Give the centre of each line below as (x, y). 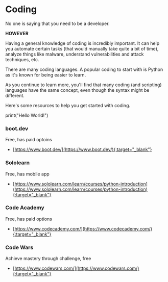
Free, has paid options (29, 219)
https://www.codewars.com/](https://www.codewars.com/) (77, 268)
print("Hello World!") (27, 115)
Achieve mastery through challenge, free (48, 259)
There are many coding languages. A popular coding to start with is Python (84, 69)
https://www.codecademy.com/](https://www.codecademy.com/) (83, 228)
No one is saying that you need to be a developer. (57, 23)
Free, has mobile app (27, 174)
